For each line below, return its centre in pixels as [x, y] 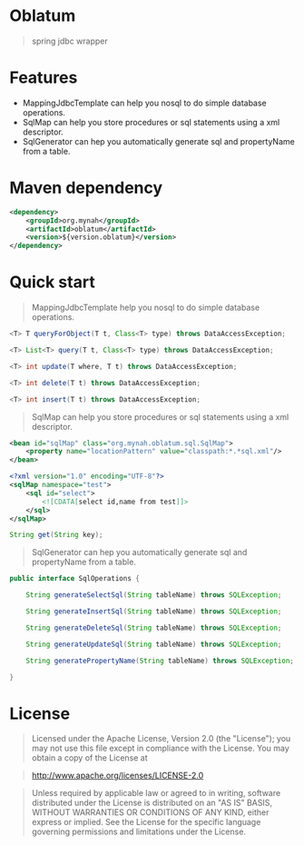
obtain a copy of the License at [89, 758]
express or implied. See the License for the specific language [146, 822]
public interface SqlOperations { [75, 579]
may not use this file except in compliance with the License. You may [161, 748]
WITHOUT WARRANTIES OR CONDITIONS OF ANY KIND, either [150, 812]
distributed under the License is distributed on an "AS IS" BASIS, [152, 803]
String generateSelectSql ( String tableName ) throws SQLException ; [154, 595]
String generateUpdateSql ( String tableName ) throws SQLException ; [154, 644]
